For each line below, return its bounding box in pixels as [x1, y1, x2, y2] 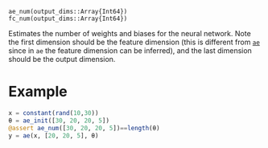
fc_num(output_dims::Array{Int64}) [8, 14, 128, 23]
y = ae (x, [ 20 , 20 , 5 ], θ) [8, 131, 99, 140]
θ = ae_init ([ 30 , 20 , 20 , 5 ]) [8, 117, 110, 125]
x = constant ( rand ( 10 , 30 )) [8, 109, 99, 117]
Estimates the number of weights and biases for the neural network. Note [8, 29, 251, 38]
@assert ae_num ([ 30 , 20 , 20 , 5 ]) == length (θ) [8, 124, 160, 132]
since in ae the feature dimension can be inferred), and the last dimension [8, 46, 252, 55]
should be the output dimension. [8, 55, 116, 64]
